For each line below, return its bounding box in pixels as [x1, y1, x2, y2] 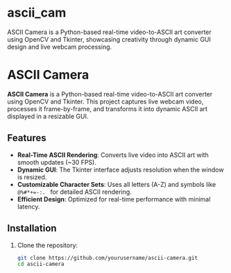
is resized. [17, 172, 47, 181]
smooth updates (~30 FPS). [17, 158, 97, 166]
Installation [7, 222, 57, 234]
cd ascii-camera [17, 260, 65, 268]
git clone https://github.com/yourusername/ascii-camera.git [17, 254, 198, 261]
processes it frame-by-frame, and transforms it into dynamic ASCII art [7, 104, 208, 113]
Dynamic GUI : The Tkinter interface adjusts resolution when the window [17, 165, 224, 174]
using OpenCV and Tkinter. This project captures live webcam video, [7, 97, 204, 106]
